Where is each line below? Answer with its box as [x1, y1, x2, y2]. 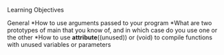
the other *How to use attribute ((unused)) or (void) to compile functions [7, 33, 213, 41]
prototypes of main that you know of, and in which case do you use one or [7, 26, 218, 34]
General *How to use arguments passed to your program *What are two [7, 19, 212, 26]
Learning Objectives [7, 6, 64, 14]
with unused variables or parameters [7, 41, 111, 48]
